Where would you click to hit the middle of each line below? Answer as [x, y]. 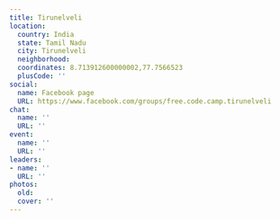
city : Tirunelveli [52, 51]
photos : [24, 185]
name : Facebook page [56, 92]
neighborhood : [44, 59]
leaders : [26, 159]
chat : [19, 110]
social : [24, 84]
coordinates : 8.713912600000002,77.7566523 [100, 68]
